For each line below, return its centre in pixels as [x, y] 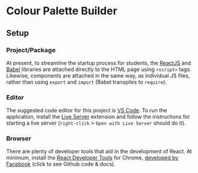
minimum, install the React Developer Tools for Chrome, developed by [92, 158]
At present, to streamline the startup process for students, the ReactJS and [99, 63]
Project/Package [31, 50]
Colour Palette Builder [62, 11]
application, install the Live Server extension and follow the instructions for [98, 117]
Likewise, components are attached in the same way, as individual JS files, [98, 75]
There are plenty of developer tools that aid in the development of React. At [99, 152]
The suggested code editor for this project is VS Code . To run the [87, 110]
